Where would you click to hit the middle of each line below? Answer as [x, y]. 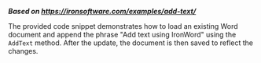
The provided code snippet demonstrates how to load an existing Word [123, 26]
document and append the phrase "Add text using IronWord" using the [122, 35]
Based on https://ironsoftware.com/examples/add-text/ [102, 11]
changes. [23, 51]
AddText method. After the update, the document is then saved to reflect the [131, 43]
